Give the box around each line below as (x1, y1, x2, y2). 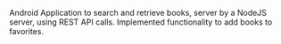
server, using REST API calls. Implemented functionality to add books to (9, 17, 273, 27)
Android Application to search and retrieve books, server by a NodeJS (9, 8, 268, 18)
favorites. (9, 26, 45, 36)
